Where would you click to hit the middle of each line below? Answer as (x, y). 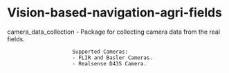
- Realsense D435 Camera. (110, 63)
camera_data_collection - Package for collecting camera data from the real (113, 32)
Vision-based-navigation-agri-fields (115, 13)
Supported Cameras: (100, 52)
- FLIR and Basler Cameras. (113, 58)
